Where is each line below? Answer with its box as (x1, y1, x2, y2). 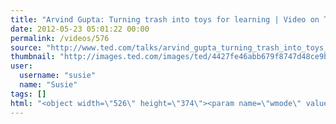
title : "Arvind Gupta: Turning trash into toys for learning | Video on (10, 14, 320, 25)
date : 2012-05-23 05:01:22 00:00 (10, 24, 150, 34)
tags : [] (10, 89, 47, 99)
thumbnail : (10, 52, 56, 62)
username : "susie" (19, 71, 97, 81)
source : (10, 42, 43, 53)
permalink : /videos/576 (10, 33, 110, 43)
